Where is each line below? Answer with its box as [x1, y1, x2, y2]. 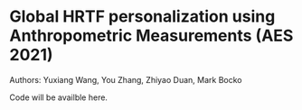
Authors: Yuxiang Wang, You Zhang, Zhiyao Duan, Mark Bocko [9, 74, 242, 85]
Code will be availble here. [9, 92, 109, 103]
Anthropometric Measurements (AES [9, 25, 294, 46]
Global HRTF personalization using [9, 6, 276, 27]
